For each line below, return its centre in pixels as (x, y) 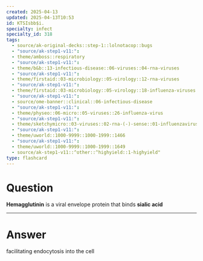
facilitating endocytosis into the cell (50, 251)
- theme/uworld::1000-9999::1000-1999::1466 (69, 136)
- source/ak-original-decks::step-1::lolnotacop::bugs (82, 46)
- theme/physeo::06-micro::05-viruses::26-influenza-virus (88, 113)
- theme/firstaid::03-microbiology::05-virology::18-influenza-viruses (104, 91)
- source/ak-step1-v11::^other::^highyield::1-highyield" (86, 152)
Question (30, 188)
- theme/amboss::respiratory (48, 57)
